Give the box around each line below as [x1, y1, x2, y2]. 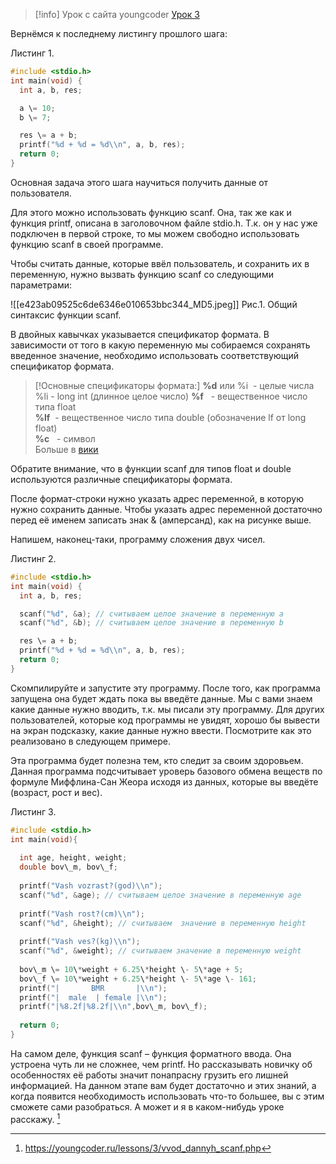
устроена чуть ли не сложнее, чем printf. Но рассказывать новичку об [10, 1058, 313, 1070]
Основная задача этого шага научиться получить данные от [10, 176, 269, 188]
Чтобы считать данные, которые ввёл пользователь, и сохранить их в [10, 257, 310, 269]
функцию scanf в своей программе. [10, 238, 164, 250]
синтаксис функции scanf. [10, 309, 122, 321]
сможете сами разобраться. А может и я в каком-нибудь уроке [10, 1100, 285, 1113]
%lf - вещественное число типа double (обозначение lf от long [34, 411, 307, 423]
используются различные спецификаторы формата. [10, 473, 233, 485]
